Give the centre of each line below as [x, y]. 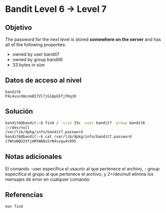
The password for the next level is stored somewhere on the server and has [83, 39]
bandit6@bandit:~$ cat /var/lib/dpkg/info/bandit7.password [69, 137]
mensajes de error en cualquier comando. [48, 179]
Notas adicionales [33, 157]
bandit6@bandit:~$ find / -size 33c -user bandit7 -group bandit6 [75, 123]
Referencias [24, 195]
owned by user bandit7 [36, 54]
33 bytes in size [28, 65]
